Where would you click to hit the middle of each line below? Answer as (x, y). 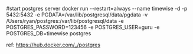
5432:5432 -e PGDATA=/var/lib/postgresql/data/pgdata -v (77, 15)
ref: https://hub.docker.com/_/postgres (53, 45)
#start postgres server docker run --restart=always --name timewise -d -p (97, 9)
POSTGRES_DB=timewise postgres (49, 33)
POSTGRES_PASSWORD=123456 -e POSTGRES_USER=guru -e (83, 27)
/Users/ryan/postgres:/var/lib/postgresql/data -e (65, 21)
